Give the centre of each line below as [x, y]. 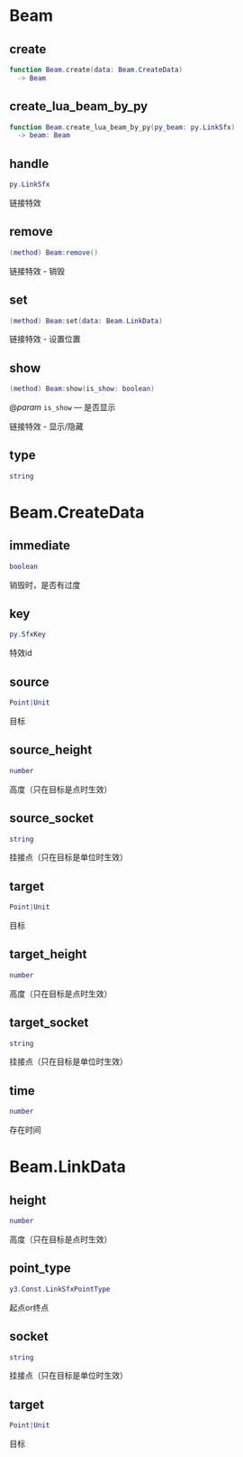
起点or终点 [29, 1307]
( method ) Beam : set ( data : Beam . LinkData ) [86, 321]
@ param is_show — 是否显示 [63, 407]
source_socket [52, 818]
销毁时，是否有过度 [45, 584]
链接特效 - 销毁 [37, 271]
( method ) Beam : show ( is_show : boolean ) [82, 389]
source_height [51, 750]
